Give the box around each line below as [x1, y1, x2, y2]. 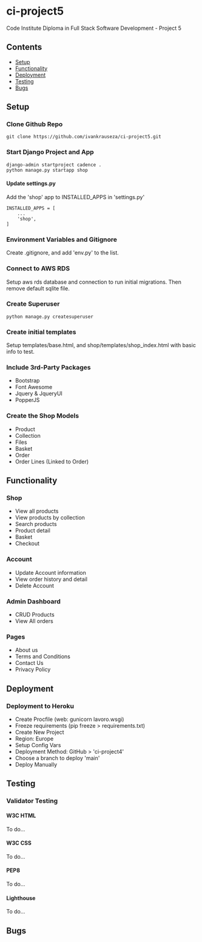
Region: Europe [15, 735, 54, 742]
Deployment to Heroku [6, 701, 75, 710]
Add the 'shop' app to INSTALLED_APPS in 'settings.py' [6, 193, 145, 200]
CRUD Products [15, 611, 55, 618]
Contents [6, 42, 42, 52]
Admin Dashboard [6, 597, 61, 605]
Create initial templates [6, 328, 76, 336]
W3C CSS [6, 839, 32, 847]
